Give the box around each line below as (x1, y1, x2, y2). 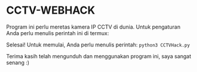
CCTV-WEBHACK (6, 4, 96, 17)
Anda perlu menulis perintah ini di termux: (6, 29, 109, 36)
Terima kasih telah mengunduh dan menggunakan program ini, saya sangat (6, 52, 192, 60)
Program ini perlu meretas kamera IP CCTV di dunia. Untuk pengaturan (6, 23, 181, 30)
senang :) (6, 59, 30, 66)
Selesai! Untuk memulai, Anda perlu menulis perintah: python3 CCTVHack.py (6, 41, 190, 48)
